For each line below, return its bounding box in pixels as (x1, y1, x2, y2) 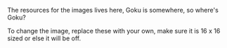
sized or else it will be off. (7, 34, 82, 42)
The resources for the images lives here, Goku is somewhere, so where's (7, 6, 219, 14)
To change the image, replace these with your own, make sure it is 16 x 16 (7, 27, 221, 35)
